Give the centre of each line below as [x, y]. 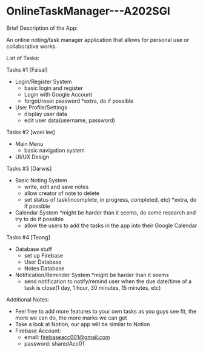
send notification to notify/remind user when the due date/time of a [108, 281]
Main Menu [29, 143]
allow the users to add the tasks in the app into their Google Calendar [111, 225]
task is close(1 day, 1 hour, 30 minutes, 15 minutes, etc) [92, 287]
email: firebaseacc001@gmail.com [67, 337]
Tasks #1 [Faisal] [27, 70]
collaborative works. [32, 46]
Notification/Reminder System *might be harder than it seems [92, 275]
